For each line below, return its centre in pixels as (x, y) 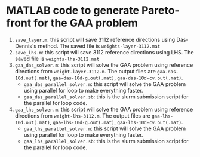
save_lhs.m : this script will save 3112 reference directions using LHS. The (104, 52)
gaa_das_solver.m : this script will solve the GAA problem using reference (104, 65)
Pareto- (161, 10)
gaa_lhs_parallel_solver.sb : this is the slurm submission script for (106, 141)
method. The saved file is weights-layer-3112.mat (99, 46)
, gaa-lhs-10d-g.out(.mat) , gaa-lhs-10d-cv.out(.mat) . (116, 122)
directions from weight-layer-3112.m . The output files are (85, 71)
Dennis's (26, 46)
